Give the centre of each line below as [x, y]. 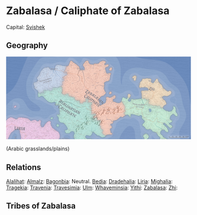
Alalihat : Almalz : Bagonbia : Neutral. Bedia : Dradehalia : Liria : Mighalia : [89, 181]
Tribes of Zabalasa [41, 206]
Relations [24, 167]
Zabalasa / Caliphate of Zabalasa [88, 11]
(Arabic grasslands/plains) [38, 149]
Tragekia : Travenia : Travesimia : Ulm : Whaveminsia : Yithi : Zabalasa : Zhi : [92, 187]
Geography [27, 46]
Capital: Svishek [26, 27]
